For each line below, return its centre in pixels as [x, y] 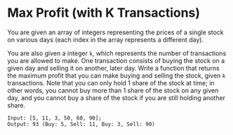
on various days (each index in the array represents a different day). [106, 39]
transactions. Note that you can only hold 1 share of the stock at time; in [111, 83]
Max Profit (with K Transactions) [104, 13]
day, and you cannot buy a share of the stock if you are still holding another [116, 98]
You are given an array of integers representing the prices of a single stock [115, 32]
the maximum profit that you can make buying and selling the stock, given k [116, 76]
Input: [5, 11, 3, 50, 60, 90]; [54, 118]
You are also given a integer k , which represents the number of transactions [117, 53]
